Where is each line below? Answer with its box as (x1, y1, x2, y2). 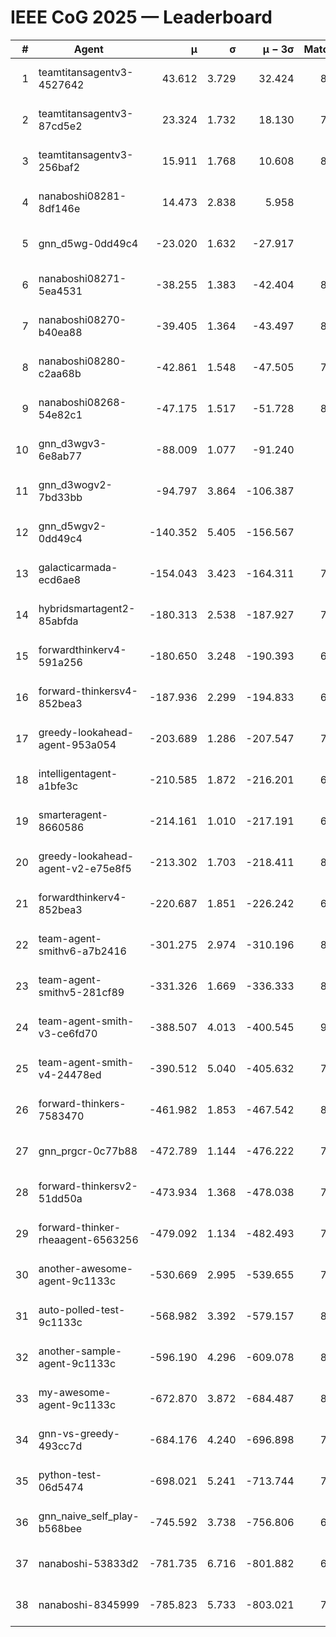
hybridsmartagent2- (38, 601, 136, 615)
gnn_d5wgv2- (38, 519, 107, 533)
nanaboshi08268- (38, 395, 127, 409)
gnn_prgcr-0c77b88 (38, 1144, 138, 1158)
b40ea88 (38, 325, 83, 339)
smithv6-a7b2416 (38, 944, 127, 958)
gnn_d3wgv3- (38, 436, 107, 450)
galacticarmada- (38, 560, 118, 574)
